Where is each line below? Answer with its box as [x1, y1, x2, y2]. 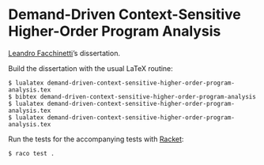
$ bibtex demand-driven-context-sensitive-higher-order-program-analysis [8, 92, 257, 100]
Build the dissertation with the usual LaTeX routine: [8, 63, 174, 73]
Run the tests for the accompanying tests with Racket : [8, 134, 184, 144]
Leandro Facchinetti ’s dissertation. [8, 48, 121, 58]
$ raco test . [8, 149, 55, 157]
